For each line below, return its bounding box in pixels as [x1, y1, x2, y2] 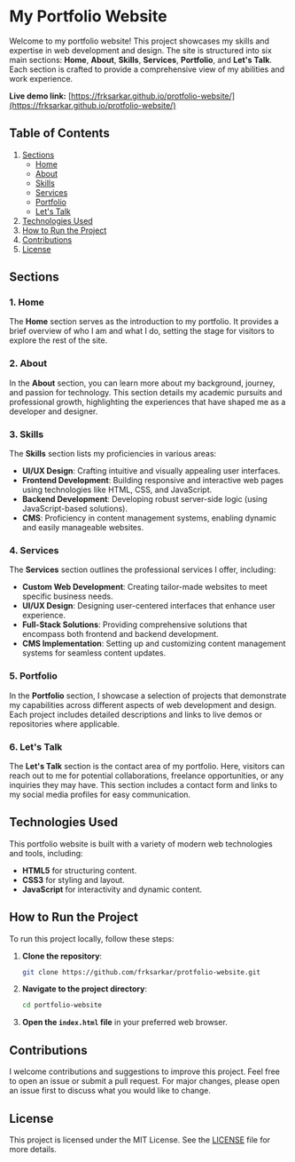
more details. [9, 1143, 58, 1154]
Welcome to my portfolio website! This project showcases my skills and [9, 36, 270, 46]
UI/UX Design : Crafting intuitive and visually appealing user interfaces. [21, 466, 281, 476]
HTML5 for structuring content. [21, 864, 137, 876]
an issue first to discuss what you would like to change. [9, 1086, 211, 1096]
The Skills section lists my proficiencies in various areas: [9, 449, 217, 459]
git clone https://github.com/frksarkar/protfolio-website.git [21, 967, 261, 976]
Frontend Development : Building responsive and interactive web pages [21, 475, 283, 486]
